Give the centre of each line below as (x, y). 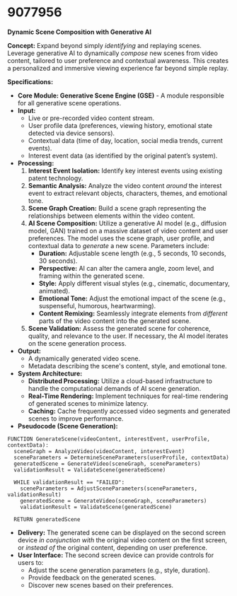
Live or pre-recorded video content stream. (91, 118)
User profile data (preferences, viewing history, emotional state (120, 125)
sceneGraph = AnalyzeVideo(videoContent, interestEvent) (99, 451)
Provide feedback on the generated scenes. (92, 578)
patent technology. (56, 178)
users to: (30, 562)
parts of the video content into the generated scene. (115, 321)
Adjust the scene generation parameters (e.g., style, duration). (119, 570)
